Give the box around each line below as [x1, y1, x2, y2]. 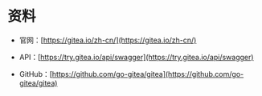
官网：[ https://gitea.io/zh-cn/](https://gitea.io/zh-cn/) [18, 35, 197, 45]
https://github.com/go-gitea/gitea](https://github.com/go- [51, 69, 244, 78]
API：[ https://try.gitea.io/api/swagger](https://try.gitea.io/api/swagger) [18, 52, 254, 62]
